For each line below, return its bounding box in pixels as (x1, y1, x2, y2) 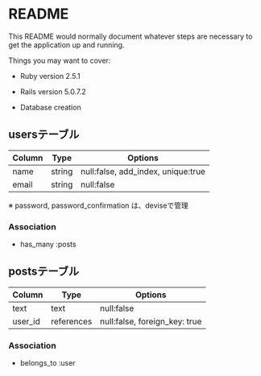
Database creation (19, 102, 82, 112)
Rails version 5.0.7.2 (19, 86, 86, 97)
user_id (12, 316, 40, 327)
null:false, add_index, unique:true (80, 166, 205, 177)
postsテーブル (8, 265, 79, 279)
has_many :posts (19, 239, 77, 250)
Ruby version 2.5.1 (19, 71, 81, 81)
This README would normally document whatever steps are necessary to (8, 31, 253, 41)
